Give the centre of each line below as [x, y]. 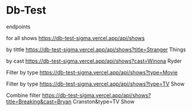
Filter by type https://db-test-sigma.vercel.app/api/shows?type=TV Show [95, 84]
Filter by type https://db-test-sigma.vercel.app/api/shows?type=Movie [92, 72]
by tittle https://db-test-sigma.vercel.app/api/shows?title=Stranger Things [96, 49]
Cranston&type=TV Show [104, 102]
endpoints [18, 27]
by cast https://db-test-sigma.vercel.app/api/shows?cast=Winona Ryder [94, 61]
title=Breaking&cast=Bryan [39, 102]
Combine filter [24, 95]
